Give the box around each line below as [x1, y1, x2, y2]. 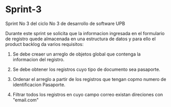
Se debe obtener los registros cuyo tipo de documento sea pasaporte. [12, 66, 161, 72]
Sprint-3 [5, 4, 42, 15]
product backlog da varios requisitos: [5, 41, 84, 47]
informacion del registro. [12, 56, 65, 62]
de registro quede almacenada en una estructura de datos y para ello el [5, 36, 156, 42]
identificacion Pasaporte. [12, 82, 65, 88]
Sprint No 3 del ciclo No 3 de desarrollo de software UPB [5, 20, 125, 26]
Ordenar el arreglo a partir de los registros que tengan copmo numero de [12, 76, 166, 82]
